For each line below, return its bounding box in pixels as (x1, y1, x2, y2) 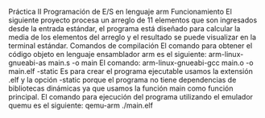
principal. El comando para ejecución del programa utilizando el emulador (8, 92, 254, 101)
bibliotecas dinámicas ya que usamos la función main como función (8, 83, 234, 93)
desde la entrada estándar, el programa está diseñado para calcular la (8, 24, 241, 33)
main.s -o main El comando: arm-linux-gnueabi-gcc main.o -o (48, 58, 254, 67)
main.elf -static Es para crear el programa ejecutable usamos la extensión (8, 67, 254, 75)
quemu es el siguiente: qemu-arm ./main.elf (8, 100, 153, 110)
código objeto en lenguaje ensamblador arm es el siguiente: (8, 50, 207, 59)
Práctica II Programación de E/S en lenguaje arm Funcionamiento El (8, 7, 232, 16)
